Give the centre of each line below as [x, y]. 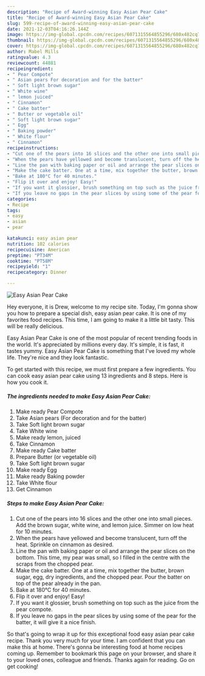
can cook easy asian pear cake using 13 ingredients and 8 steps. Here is [97, 376]
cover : [15, 46]
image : [15, 35]
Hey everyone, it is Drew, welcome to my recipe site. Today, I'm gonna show [102, 307]
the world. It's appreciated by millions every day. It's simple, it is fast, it [96, 344]
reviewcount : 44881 [32, 63]
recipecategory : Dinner [37, 272]
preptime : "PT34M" [30, 255]
